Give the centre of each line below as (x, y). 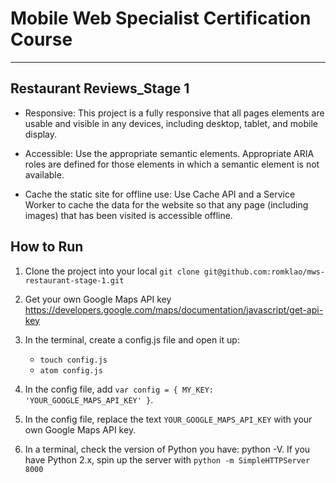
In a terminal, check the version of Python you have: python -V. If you (167, 449)
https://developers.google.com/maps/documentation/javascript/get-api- (174, 309)
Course (41, 39)
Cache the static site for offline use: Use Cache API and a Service (160, 194)
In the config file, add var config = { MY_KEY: (119, 389)
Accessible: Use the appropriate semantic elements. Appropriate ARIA (169, 153)
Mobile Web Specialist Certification (161, 18)
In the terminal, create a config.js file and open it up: (132, 339)
